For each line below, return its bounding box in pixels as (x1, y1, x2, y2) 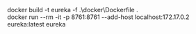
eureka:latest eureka (7, 20, 66, 28)
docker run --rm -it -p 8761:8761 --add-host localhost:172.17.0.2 (7, 13, 190, 21)
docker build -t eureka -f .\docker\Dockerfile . (7, 6, 138, 14)
